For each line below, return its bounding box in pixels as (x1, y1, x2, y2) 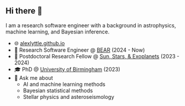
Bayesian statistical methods (23, 87, 93, 94)
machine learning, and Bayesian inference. (5, 28, 110, 35)
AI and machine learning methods (23, 80, 106, 88)
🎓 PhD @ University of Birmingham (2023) (14, 66, 121, 73)
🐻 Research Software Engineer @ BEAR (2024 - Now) (14, 46, 145, 54)
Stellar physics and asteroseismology (23, 93, 114, 100)
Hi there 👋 (5, 6, 43, 16)
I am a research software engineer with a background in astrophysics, (5, 21, 176, 29)
